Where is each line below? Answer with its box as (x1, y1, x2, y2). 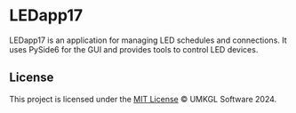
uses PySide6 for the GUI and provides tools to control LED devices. (9, 44, 259, 54)
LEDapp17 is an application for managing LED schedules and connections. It (9, 35, 287, 45)
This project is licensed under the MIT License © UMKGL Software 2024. (9, 93, 277, 104)
